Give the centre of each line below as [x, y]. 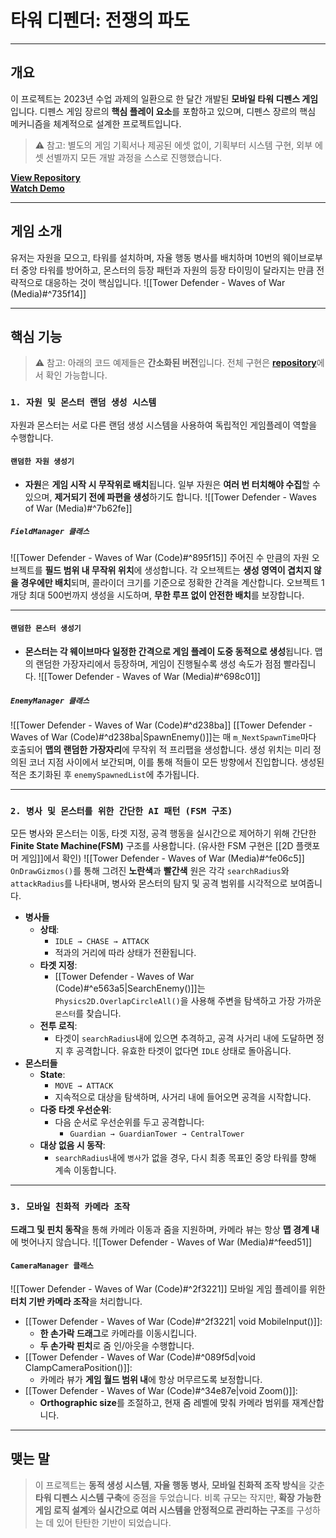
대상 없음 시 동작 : [72, 1145]
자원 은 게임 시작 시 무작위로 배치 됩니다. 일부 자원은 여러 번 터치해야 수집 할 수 [172, 484]
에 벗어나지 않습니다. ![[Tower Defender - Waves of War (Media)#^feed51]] [161, 1242]
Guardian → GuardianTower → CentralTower [157, 1134]
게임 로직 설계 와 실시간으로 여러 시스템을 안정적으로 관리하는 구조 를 [164, 1510]
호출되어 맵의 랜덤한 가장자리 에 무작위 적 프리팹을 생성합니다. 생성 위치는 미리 [161, 750]
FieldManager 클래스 [50, 532]
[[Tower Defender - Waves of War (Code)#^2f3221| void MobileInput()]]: [173, 1321]
